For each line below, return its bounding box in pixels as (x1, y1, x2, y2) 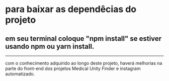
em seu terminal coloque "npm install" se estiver (5, 34, 162, 43)
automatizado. (5, 71, 35, 76)
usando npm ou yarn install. (5, 42, 95, 51)
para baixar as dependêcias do (5, 4, 137, 15)
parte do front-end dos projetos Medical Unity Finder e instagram (5, 65, 141, 71)
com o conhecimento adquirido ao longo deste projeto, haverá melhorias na (5, 60, 162, 66)
